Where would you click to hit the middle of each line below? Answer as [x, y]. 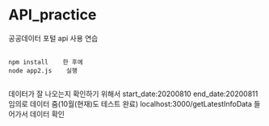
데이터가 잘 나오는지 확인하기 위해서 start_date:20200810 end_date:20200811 [133, 94]
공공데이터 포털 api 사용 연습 [53, 38]
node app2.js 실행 [43, 70]
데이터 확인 [47, 114]
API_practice [53, 15]
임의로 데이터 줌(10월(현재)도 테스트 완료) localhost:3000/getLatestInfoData [130, 103]
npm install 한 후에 [46, 62]
